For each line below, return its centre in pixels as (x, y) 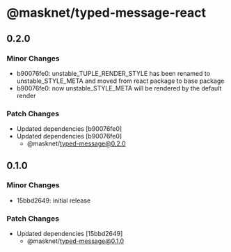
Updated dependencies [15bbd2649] (70, 234)
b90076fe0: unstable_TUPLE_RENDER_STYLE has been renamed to (113, 73)
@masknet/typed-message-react (106, 13)
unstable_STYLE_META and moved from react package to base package (120, 81)
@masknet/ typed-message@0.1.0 (75, 241)
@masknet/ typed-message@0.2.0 (76, 143)
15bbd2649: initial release (54, 200)
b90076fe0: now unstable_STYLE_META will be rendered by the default (119, 88)
